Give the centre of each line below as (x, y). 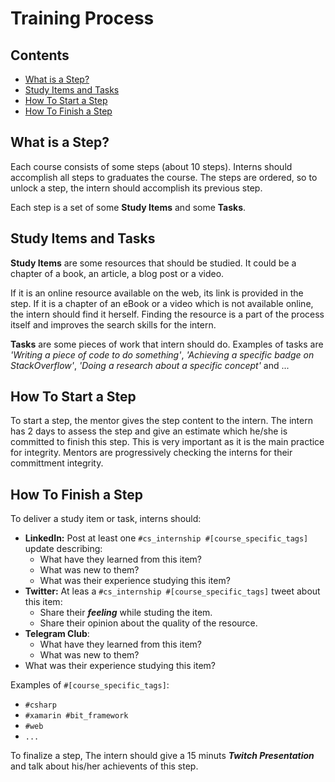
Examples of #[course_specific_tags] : (90, 685)
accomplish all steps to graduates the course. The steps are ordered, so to (164, 177)
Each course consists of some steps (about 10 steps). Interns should (151, 166)
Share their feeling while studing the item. (126, 613)
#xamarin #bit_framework (76, 716)
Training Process (82, 18)
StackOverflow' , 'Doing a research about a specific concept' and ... (150, 365)
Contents (40, 55)
